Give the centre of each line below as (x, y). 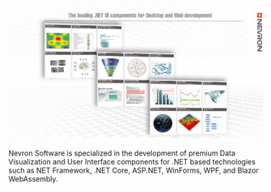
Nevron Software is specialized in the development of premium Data (122, 153)
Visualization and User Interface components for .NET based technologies (132, 161)
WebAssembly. (33, 179)
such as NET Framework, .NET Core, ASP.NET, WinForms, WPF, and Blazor (133, 170)
